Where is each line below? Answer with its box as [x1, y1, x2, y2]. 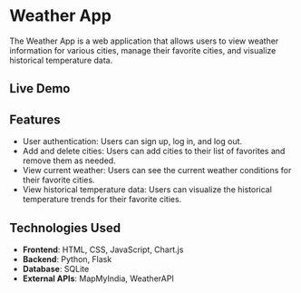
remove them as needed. [22, 155, 116, 166]
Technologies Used [9, 220, 121, 236]
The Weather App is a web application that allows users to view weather [9, 35, 279, 46]
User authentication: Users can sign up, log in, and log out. [22, 136, 243, 147]
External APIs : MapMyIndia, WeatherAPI [22, 273, 174, 284]
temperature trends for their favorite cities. [22, 194, 182, 205]
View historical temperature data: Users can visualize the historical [22, 184, 272, 195]
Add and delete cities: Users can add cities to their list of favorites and [22, 146, 286, 157]
